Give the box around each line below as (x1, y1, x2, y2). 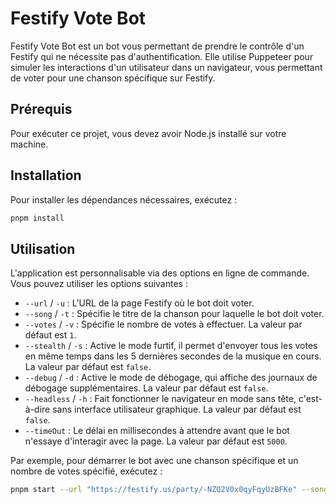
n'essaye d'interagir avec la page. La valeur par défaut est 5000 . (24, 435, 288, 447)
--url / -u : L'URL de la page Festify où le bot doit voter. (24, 297, 255, 309)
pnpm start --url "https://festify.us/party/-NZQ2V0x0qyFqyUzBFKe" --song (10, 485, 329, 495)
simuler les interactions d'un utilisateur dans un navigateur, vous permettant (10, 61, 323, 73)
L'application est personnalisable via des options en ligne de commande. (10, 267, 310, 279)
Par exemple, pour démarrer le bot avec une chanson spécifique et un (10, 455, 299, 467)
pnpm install (10, 213, 65, 223)
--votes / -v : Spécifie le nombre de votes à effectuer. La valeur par (24, 318, 303, 331)
